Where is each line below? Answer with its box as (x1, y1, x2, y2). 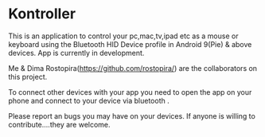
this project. (8, 72, 48, 81)
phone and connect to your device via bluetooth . (8, 96, 170, 105)
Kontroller (8, 5, 76, 23)
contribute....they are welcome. (8, 119, 111, 129)
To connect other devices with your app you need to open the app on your (8, 87, 252, 96)
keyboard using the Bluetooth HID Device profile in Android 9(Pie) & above (8, 39, 252, 49)
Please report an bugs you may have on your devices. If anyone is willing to (8, 111, 256, 120)
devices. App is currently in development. (8, 48, 145, 57)
